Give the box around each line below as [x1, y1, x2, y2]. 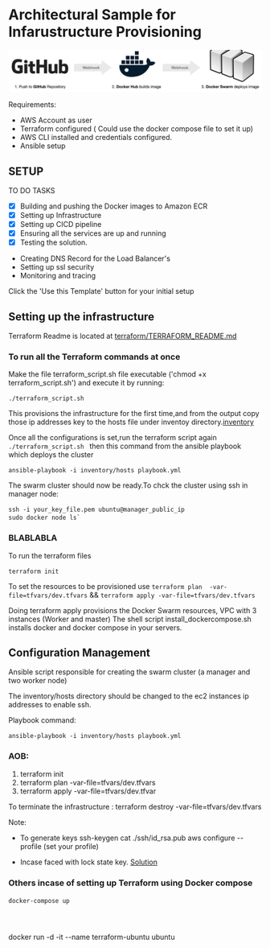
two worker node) [8, 676, 67, 686]
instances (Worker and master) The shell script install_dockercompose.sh [8, 614, 252, 624]
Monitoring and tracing [19, 271, 96, 281]
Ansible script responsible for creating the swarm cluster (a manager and [8, 667, 251, 677]
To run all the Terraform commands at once [8, 351, 181, 362]
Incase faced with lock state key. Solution [19, 857, 158, 867]
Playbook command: [8, 715, 76, 725]
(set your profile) [43, 841, 99, 851]
